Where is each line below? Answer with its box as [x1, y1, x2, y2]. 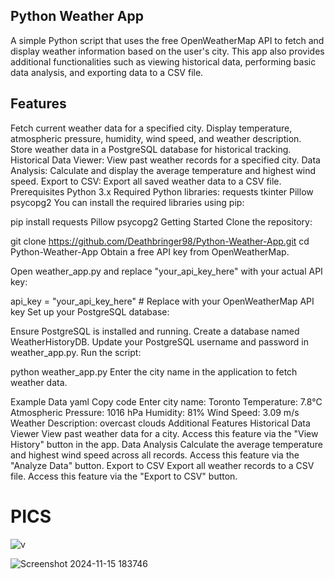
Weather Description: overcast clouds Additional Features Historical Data [10, 417, 311, 429]
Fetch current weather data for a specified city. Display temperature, [10, 122, 293, 134]
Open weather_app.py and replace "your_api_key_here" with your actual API [10, 265, 323, 277]
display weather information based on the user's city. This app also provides [10, 45, 325, 57]
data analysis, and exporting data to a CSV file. [10, 66, 204, 78]
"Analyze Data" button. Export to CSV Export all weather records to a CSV [10, 459, 315, 471]
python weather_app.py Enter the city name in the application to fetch [10, 365, 298, 378]
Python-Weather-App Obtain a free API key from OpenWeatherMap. [10, 245, 290, 258]
